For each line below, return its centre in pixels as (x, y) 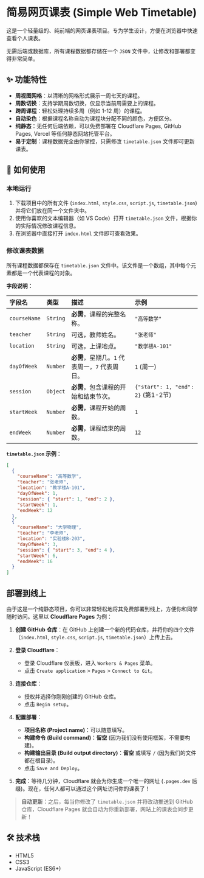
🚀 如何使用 (26, 170)
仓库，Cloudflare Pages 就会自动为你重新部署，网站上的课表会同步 (105, 809)
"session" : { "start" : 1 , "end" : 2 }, (66, 499)
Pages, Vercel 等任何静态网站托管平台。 (65, 133)
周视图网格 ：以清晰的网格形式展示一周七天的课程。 (79, 96)
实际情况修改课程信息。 (50, 226)
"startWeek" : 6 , (38, 556)
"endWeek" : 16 (35, 561)
